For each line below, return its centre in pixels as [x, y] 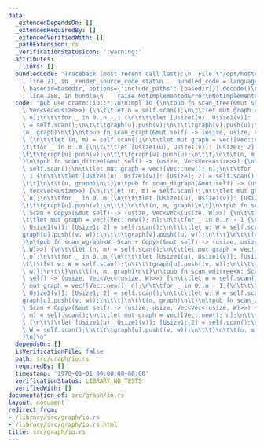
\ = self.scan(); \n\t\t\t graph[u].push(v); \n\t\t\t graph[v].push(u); [139, 125]
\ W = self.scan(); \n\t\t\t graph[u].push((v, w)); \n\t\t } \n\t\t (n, [135, 330]
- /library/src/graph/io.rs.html [63, 424]
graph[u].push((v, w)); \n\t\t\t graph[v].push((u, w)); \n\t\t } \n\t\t [137, 235]
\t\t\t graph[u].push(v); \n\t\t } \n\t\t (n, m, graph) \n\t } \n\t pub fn [135, 205]
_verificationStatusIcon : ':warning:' [79, 52]
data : [17, 15]
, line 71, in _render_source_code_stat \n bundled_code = [124, 81]
